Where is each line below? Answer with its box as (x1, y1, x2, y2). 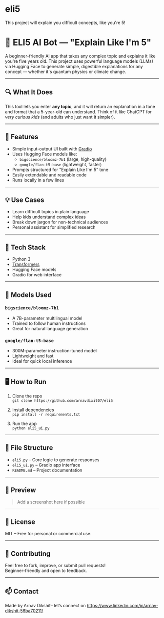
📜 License (5, 518, 36, 526)
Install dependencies (12, 407, 55, 413)
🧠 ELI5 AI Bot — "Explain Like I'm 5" (5, 37, 151, 48)
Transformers (12, 261, 40, 268)
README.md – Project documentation (12, 467, 82, 473)
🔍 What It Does (5, 88, 53, 97)
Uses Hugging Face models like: (12, 151, 77, 157)
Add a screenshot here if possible (17, 499, 85, 505)
